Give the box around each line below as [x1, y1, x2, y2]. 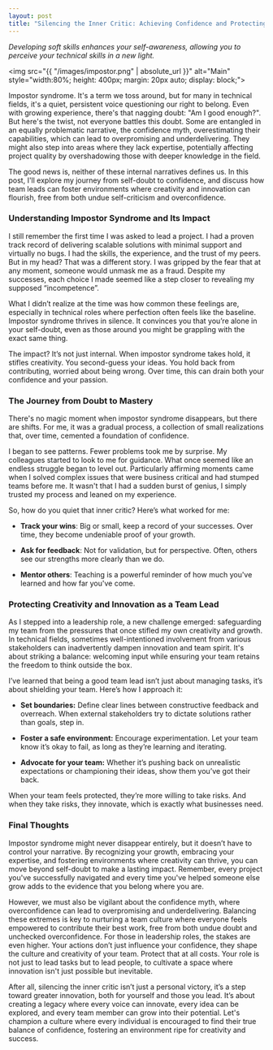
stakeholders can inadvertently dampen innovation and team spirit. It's [8, 643, 245, 653]
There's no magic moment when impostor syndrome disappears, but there [8, 413, 258, 423]
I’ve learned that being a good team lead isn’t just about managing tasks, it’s [8, 676, 263, 686]
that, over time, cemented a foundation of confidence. [8, 431, 189, 441]
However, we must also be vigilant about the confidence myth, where [8, 897, 240, 906]
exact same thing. [8, 333, 68, 343]
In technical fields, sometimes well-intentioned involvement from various [8, 634, 252, 644]
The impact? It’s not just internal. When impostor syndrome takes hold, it [8, 348, 251, 358]
